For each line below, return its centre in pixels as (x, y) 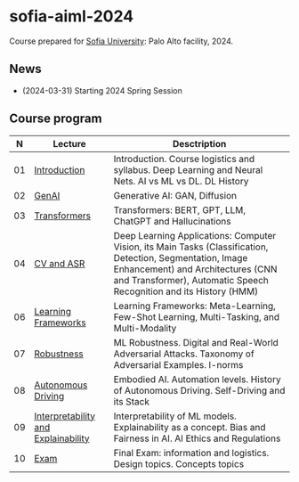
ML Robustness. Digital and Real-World (196, 342)
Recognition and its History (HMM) (186, 291)
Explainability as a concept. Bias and (190, 427)
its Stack (131, 401)
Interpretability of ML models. (175, 416)
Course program (56, 119)
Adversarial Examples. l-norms (178, 364)
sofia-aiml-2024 (72, 16)
